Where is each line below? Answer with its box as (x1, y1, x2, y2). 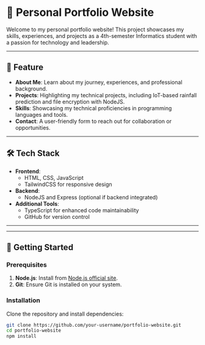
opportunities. (15, 124, 51, 131)
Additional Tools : (15, 200, 59, 207)
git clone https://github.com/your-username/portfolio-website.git (6, 322, 182, 328)
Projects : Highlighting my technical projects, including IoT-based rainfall (15, 91, 197, 98)
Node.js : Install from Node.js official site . (15, 275, 118, 282)
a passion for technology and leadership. (6, 39, 110, 46)
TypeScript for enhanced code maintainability (24, 206, 139, 213)
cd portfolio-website (6, 327, 62, 334)
